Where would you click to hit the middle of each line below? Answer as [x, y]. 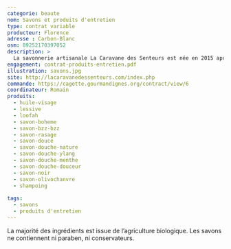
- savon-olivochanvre [44, 179]
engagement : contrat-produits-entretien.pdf [72, 64]
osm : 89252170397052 [37, 45]
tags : [15, 199]
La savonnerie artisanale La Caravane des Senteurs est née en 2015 [113, 58]
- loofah [26, 115]
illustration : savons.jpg [44, 71]
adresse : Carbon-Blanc [41, 39]
